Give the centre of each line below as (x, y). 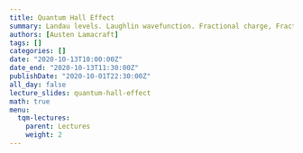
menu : (19, 110)
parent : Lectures (58, 127)
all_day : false (38, 85)
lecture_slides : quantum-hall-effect (80, 93)
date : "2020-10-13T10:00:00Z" (66, 59)
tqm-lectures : (44, 118)
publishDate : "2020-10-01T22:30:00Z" (80, 76)
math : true (30, 101)
